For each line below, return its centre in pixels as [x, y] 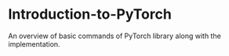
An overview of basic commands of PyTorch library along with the [114, 36]
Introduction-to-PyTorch [90, 14]
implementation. [34, 44]
